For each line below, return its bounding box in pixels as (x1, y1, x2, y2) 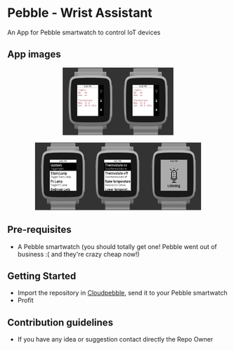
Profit (17, 296, 34, 304)
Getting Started (7, 270, 77, 282)
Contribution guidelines (7, 316, 114, 328)
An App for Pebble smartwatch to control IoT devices (7, 28, 161, 36)
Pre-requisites (7, 224, 72, 236)
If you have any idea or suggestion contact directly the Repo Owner (17, 335, 214, 344)
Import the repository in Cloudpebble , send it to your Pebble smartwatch (17, 289, 228, 297)
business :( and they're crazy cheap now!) (17, 250, 140, 258)
